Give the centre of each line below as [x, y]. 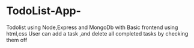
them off [17, 40]
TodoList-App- [44, 11]
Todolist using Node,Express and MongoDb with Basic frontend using [92, 27]
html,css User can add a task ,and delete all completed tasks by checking [97, 33]
